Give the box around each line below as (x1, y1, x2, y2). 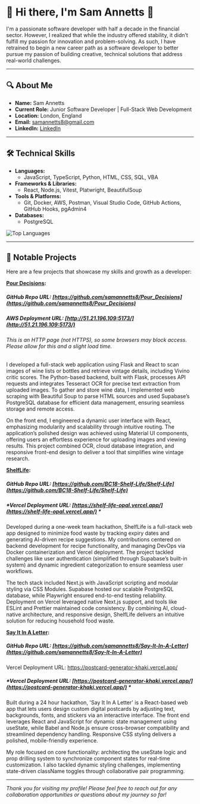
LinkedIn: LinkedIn (14, 125, 61, 132)
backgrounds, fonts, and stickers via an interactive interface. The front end (6, 711, 190, 719)
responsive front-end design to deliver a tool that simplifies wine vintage (6, 449, 184, 456)
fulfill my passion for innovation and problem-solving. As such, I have (6, 38, 176, 45)
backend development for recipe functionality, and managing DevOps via (6, 542, 186, 549)
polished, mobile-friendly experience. (6, 737, 98, 744)
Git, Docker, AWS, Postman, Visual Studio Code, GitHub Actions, (23, 199, 182, 206)
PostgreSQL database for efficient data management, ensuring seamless (6, 399, 185, 406)
